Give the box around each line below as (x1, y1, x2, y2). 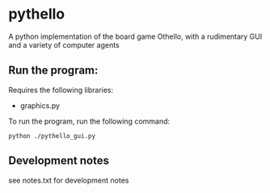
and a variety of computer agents (8, 40, 120, 49)
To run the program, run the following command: (8, 116, 171, 126)
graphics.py (19, 100, 61, 110)
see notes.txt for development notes (8, 175, 129, 185)
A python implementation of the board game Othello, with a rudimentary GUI (8, 31, 263, 41)
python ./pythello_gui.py (8, 132, 95, 140)
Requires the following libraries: (8, 85, 114, 94)
